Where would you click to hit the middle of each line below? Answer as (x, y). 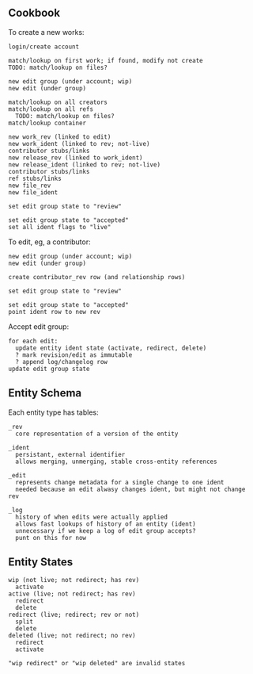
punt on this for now (51, 538)
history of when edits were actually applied (92, 517)
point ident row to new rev (55, 312)
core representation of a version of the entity (97, 434)
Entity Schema (45, 393)
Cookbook (34, 13)
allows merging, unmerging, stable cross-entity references (116, 461)
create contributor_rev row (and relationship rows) (97, 277)
